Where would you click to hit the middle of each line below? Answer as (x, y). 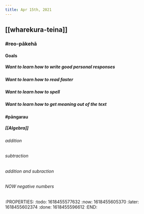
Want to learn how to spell (33, 91)
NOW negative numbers (30, 186)
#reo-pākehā (21, 43)
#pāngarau (17, 117)
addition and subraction (30, 171)
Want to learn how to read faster (39, 79)
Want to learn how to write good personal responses (60, 67)
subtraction (17, 156)
